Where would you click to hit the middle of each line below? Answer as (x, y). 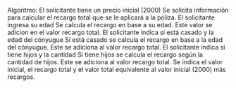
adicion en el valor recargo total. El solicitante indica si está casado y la (111, 32)
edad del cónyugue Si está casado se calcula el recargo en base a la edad (115, 40)
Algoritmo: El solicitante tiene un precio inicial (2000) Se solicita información (118, 10)
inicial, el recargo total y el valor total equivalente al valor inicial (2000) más (117, 69)
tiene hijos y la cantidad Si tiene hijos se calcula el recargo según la (105, 54)
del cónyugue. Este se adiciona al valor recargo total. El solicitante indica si (116, 47)
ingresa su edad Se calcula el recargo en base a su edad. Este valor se (110, 25)
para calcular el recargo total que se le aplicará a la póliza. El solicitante (111, 17)
